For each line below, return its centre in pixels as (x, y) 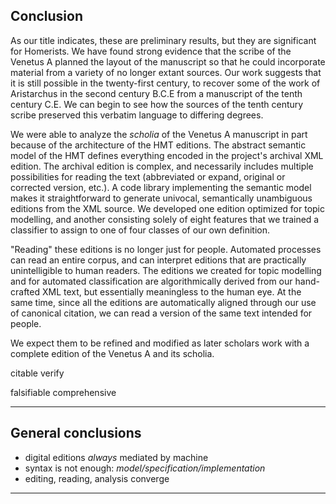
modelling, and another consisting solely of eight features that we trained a (165, 219)
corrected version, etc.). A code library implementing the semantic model (161, 187)
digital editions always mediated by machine (116, 457)
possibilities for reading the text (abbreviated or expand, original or (148, 176)
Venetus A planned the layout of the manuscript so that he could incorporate (168, 61)
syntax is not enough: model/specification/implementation (145, 468)
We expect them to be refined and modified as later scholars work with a (160, 343)
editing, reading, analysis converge (97, 478)
